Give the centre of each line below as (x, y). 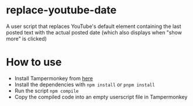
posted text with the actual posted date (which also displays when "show (94, 32)
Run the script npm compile (46, 90)
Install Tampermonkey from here (54, 78)
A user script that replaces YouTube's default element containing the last (94, 26)
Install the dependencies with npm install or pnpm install (85, 84)
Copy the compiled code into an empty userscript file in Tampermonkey (101, 97)
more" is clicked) (26, 38)
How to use (34, 62)
